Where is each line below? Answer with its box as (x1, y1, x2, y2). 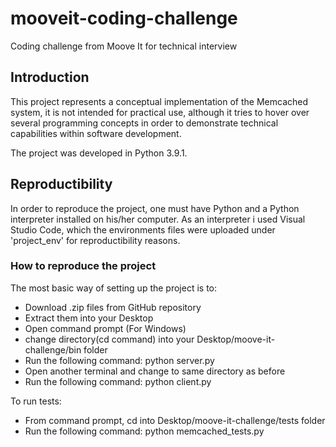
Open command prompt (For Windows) (24, 322, 187, 334)
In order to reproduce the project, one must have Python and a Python (10, 202, 300, 214)
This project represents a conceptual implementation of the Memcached (10, 95, 309, 107)
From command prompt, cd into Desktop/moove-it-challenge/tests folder (24, 414, 326, 426)
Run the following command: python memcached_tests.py (24, 425, 265, 437)
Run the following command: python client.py (24, 375, 212, 387)
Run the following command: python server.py (24, 354, 215, 366)
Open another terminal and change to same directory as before (24, 365, 286, 377)
